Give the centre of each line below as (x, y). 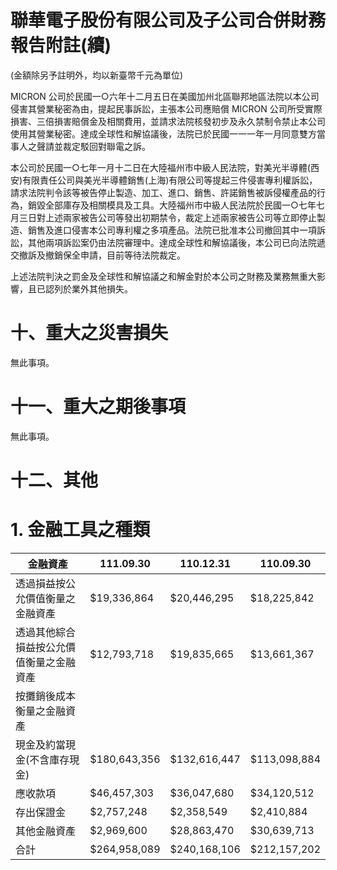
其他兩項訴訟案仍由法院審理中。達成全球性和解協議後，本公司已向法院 (172, 242)
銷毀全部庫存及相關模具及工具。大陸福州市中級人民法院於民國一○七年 (172, 205)
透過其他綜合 (46, 632)
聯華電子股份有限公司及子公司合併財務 (168, 20)
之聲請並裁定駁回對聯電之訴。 (89, 146)
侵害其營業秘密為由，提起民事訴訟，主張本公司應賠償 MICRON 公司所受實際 (166, 108)
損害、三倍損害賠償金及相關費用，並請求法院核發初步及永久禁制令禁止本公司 (168, 121)
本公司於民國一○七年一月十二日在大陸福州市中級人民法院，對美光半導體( (160, 167)
